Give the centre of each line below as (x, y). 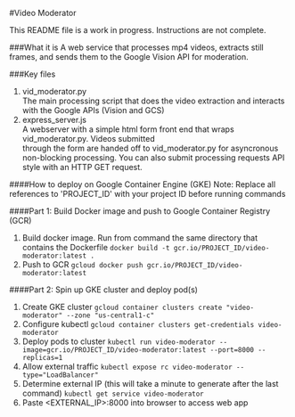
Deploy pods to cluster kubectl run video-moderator (119, 341)
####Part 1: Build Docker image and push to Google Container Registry (139, 211)
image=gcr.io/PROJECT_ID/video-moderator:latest (114, 350)
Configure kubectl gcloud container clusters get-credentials (138, 324)
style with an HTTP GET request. (82, 167)
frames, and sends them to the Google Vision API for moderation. (129, 57)
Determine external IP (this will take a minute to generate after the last (150, 384)
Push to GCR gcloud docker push (82, 265)
